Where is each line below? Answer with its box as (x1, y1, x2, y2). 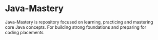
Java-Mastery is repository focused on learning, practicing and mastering (5, 19, 154, 25)
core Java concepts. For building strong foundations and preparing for (5, 24, 147, 30)
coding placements (5, 29, 44, 35)
